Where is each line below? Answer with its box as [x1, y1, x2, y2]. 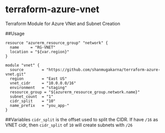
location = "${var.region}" [10, 49, 70, 54]
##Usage [5, 30, 25, 36]
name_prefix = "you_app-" [10, 103, 70, 108]
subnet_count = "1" [10, 94, 53, 99]
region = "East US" [10, 76, 67, 81]
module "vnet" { [5, 62, 40, 68]
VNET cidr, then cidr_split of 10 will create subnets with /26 [5, 122, 133, 128]
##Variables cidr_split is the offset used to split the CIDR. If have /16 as [5, 116, 158, 122]
